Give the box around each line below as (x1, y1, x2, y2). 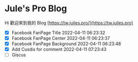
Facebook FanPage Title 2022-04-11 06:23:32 (11, 30, 106, 35)
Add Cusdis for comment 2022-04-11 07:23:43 (11, 46, 107, 52)
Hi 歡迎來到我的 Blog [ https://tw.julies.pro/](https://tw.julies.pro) (4, 20, 134, 26)
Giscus (11, 52, 26, 58)
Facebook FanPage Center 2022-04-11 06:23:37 (11, 35, 110, 41)
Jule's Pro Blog (4, 3, 67, 14)
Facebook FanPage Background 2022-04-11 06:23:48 (11, 41, 121, 47)
